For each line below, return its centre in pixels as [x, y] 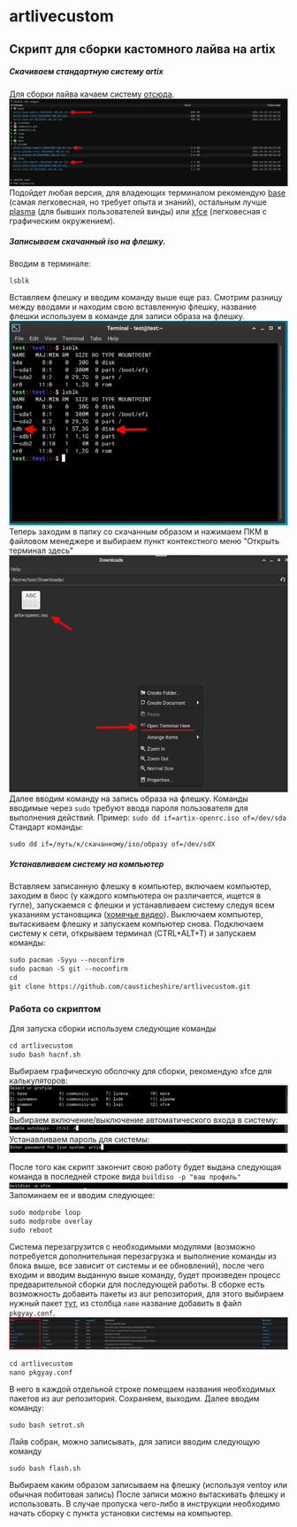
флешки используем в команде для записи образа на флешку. [127, 316]
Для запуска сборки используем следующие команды [113, 1028]
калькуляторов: [38, 1080]
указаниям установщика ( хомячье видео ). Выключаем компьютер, [136, 915]
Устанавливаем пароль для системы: [80, 1140]
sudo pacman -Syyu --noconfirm [67, 960]
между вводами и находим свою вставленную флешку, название [133, 307]
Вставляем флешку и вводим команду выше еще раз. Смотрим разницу [146, 297]
